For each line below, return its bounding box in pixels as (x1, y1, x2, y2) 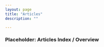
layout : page (5, 7, 32, 12)
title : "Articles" (5, 12, 43, 16)
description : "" (5, 16, 38, 21)
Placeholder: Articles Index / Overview (5, 36, 99, 43)
